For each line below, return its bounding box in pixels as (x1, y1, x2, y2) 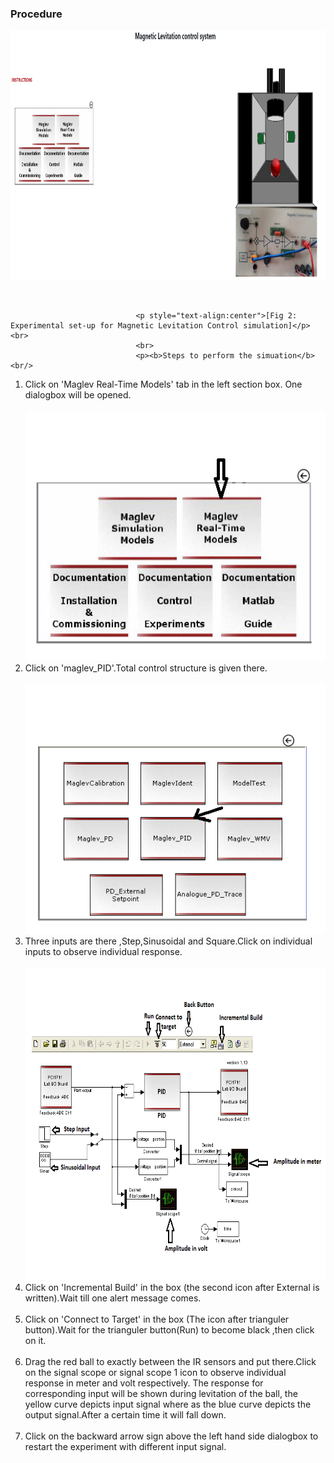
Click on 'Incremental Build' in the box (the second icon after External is (24, 1282, 320, 1294)
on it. (24, 1335, 47, 1347)
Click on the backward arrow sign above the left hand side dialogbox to (24, 1430, 319, 1442)
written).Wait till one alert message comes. (24, 1292, 202, 1304)
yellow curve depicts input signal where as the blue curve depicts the (24, 1398, 312, 1411)
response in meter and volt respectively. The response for (24, 1377, 264, 1389)
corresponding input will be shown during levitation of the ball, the (24, 1388, 298, 1400)
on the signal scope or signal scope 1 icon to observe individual (24, 1367, 287, 1379)
